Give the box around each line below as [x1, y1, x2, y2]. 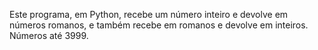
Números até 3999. [9, 30, 89, 41]
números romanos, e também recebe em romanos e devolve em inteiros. [9, 19, 309, 31]
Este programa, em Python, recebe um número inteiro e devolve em [9, 9, 289, 20]
